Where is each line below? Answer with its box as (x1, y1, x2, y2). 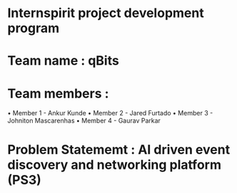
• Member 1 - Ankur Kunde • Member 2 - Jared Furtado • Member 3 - (7, 109, 213, 118)
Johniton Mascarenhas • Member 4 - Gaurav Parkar (7, 116, 161, 125)
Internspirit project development (7, 5, 205, 21)
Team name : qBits (7, 53, 119, 69)
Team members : (7, 85, 109, 101)
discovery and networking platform (7, 157, 221, 172)
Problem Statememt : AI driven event (7, 141, 231, 157)
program (7, 20, 60, 36)
